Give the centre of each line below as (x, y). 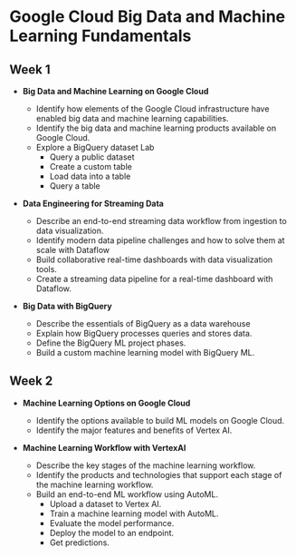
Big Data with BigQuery (67, 306)
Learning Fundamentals (100, 36)
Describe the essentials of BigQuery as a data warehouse (143, 323)
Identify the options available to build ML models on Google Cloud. (160, 420)
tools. (46, 269)
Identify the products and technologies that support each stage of (159, 474)
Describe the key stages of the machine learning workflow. (146, 465)
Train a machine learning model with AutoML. (134, 513)
